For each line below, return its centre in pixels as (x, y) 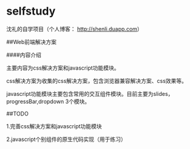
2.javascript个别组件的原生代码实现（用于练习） (66, 139)
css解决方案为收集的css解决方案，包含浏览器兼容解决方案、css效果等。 (97, 81)
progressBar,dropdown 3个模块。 (48, 101)
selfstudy (31, 11)
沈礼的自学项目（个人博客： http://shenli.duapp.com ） (75, 29)
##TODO (17, 114)
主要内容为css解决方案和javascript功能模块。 (63, 68)
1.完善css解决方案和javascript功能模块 (54, 126)
